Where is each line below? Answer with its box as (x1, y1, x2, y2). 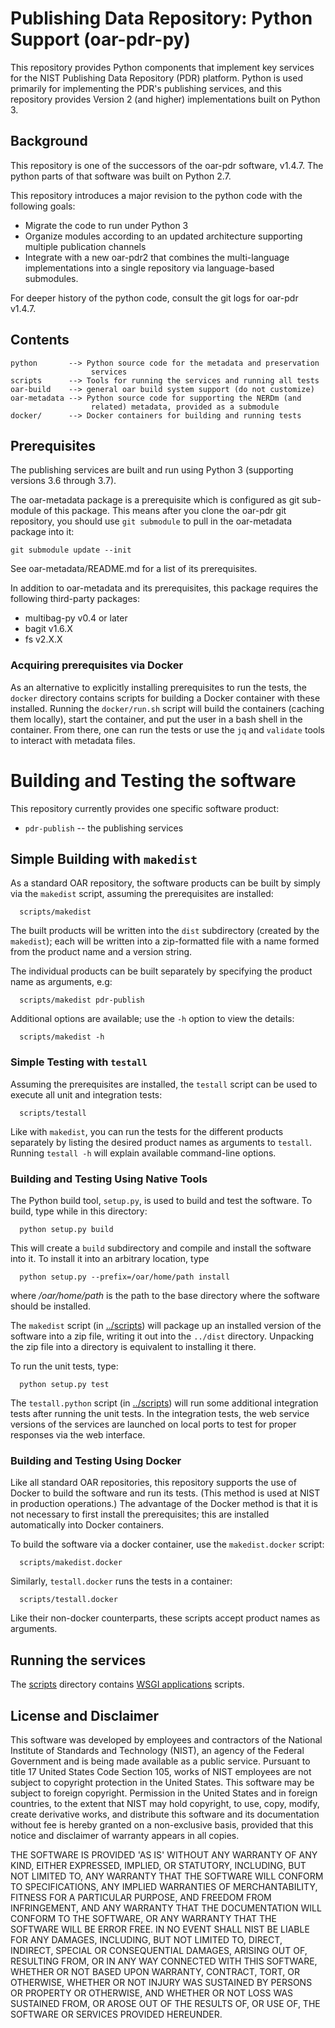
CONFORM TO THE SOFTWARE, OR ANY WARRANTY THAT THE (10, 1912, 277, 1924)
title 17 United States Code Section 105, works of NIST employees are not (10, 1765, 312, 1777)
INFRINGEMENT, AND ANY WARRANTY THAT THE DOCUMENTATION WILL (10, 1902, 322, 1914)
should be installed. (10, 1300, 92, 1312)
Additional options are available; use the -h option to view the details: (10, 1013, 295, 1025)
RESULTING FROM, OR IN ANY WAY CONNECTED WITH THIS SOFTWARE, (10, 1955, 318, 1967)
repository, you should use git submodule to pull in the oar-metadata (10, 515, 293, 527)
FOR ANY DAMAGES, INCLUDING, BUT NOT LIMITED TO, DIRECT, (10, 1933, 283, 1946)
